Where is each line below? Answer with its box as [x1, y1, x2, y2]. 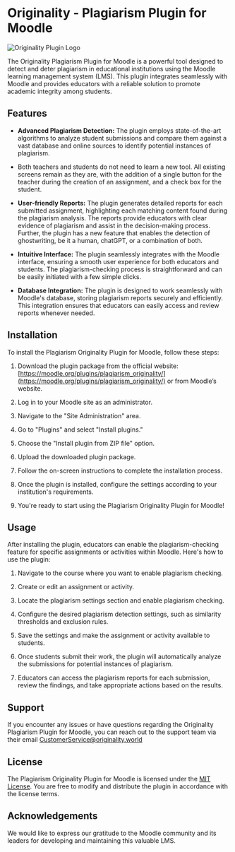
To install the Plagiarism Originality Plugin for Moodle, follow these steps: [7, 348, 219, 356]
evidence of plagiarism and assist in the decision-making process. [17, 221, 210, 230]
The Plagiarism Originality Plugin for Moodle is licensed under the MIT [7, 775, 211, 783]
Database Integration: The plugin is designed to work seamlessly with [17, 286, 223, 295]
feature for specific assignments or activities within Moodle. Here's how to [7, 548, 224, 556]
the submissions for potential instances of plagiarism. [17, 660, 174, 668]
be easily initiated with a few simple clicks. [17, 272, 142, 280]
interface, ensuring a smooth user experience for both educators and [17, 257, 219, 266]
